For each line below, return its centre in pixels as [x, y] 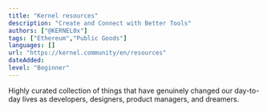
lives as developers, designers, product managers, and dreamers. [131, 99]
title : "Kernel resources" [53, 16]
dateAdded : [26, 61]
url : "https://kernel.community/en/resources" [87, 53]
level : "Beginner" [39, 68]
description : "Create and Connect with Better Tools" [100, 23]
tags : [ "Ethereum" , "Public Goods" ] [68, 38]
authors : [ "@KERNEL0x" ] [48, 30]
